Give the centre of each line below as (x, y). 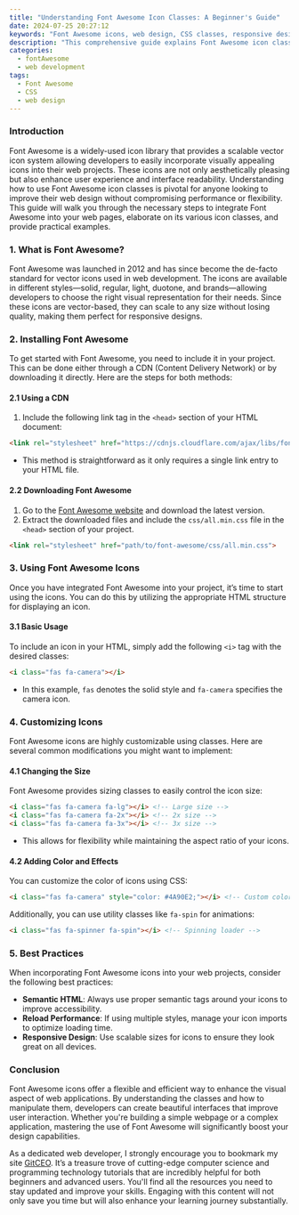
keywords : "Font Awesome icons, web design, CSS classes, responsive (141, 34)
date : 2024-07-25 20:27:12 (59, 26)
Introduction (36, 132)
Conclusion (35, 1070)
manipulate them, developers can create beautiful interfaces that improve (144, 1108)
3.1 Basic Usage (39, 627)
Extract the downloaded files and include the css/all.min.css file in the (153, 519)
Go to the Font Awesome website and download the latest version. (143, 510)
